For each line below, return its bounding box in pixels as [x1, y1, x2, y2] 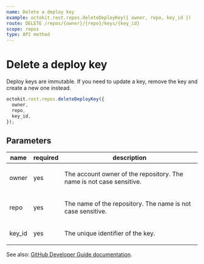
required [33, 153, 59, 162]
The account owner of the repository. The [64, 170, 183, 178]
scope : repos [6, 26, 39, 32]
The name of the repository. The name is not [64, 200, 191, 208]
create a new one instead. [6, 85, 72, 92]
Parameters [6, 135, 52, 146]
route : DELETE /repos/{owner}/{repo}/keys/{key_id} [6, 20, 140, 26]
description [112, 153, 147, 162]
